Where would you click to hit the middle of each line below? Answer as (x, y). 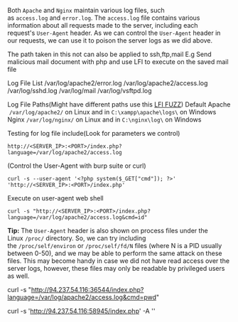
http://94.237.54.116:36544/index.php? (87, 290)
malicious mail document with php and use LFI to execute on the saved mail (118, 62)
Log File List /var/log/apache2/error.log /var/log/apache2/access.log (108, 83)
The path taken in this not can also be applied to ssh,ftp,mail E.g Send (109, 54)
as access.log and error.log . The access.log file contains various (104, 18)
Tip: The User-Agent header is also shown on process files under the (108, 231)
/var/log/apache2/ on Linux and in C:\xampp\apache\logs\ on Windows (113, 112)
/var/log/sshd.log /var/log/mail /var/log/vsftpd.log (80, 91)
